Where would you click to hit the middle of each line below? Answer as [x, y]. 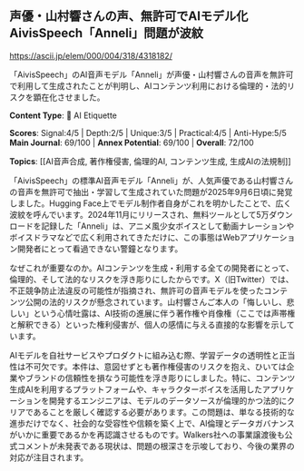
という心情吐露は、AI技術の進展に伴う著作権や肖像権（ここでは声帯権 [164, 313]
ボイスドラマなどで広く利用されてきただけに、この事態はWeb [125, 237]
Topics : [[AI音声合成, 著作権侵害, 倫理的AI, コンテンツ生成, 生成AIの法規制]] [151, 161]
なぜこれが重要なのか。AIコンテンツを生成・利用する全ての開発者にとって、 [152, 268]
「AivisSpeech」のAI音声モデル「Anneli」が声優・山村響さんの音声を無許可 [152, 74]
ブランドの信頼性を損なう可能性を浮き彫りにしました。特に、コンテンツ [160, 378]
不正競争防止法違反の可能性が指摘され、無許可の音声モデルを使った [137, 290]
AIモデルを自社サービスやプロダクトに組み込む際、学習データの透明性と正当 [152, 355]
